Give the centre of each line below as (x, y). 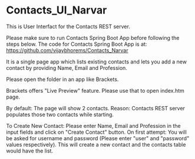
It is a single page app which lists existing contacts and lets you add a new (97, 62)
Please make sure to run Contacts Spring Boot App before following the (93, 38)
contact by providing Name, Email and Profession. (67, 67)
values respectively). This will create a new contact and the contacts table (96, 144)
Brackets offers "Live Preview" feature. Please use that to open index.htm (95, 90)
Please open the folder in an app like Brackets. (62, 79)
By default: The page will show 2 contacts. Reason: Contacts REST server (96, 108)
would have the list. (30, 151)
